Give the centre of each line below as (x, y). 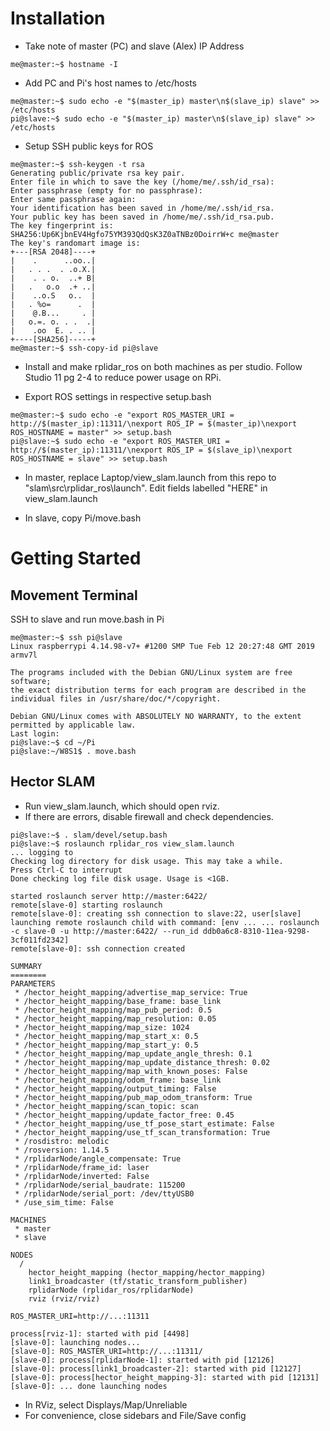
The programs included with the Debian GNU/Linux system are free (151, 672)
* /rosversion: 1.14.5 (62, 1150)
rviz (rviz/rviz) (64, 1298)
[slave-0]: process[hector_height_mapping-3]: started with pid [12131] (165, 1377)
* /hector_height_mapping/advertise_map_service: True (131, 992)
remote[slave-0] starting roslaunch (86, 905)
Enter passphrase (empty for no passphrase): (106, 190)
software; (31, 681)
